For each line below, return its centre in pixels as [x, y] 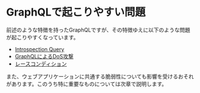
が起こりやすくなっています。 [42, 37]
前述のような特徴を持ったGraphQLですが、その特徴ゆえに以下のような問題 [98, 30]
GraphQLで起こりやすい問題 [76, 12]
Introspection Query [39, 49]
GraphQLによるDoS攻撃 [44, 56]
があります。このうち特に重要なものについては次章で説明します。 [87, 83]
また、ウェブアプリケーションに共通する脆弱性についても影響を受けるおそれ [100, 76]
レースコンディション [41, 64]
